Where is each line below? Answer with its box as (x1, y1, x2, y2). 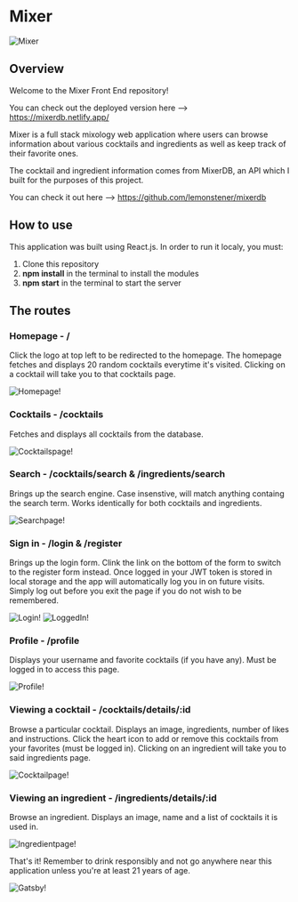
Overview (9, 61, 65, 77)
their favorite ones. (9, 148, 78, 158)
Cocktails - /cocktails (9, 408, 104, 421)
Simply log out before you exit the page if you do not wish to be (9, 585, 242, 597)
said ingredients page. (9, 752, 92, 762)
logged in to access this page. (9, 664, 120, 675)
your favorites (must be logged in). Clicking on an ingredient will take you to (9, 743, 286, 753)
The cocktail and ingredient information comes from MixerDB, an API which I (9, 165, 290, 175)
